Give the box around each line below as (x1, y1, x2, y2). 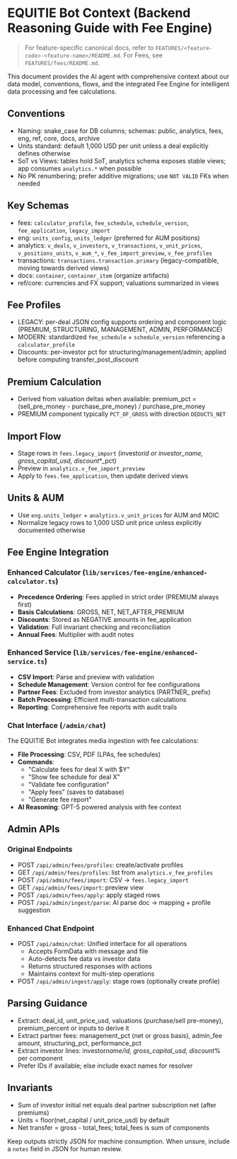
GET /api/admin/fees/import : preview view (17, 883, 144, 892)
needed (17, 179, 40, 188)
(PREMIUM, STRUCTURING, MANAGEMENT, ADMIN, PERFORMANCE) (17, 325, 223, 334)
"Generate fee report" (28, 795, 92, 804)
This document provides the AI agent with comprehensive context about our (7, 72, 230, 81)
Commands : (17, 758, 54, 766)
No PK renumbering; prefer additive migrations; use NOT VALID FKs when (17, 171, 229, 180)
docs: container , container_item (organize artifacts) (17, 271, 170, 279)
